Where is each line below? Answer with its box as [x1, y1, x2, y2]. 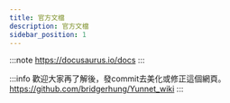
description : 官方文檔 [9, 22, 89, 31]
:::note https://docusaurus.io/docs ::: [9, 55, 145, 66]
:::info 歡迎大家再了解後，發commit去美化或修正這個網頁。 [9, 73, 226, 84]
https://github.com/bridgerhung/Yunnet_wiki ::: [9, 83, 184, 95]
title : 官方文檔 [9, 13, 65, 23]
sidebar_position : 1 [9, 30, 87, 39]
